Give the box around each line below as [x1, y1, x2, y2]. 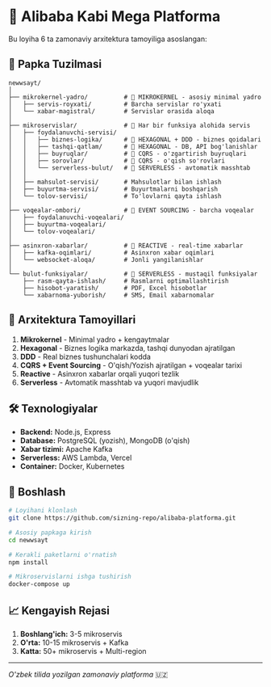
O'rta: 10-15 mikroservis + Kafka [19, 638, 129, 647]
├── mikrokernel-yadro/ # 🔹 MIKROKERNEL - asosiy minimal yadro [8, 93, 262, 101]
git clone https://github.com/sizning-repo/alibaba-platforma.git [8, 514, 236, 522]
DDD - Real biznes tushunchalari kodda [19, 352, 152, 361]
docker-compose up [8, 580, 70, 588]
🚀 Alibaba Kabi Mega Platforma [8, 7, 221, 26]
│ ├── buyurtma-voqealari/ [8, 220, 106, 229]
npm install [8, 558, 48, 567]
